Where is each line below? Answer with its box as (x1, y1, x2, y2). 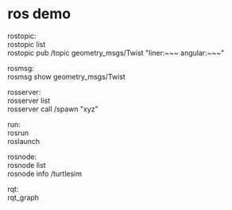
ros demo (7, 5, 72, 23)
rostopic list (7, 39, 46, 49)
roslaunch (7, 136, 41, 146)
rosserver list (7, 95, 51, 105)
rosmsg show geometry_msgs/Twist (7, 72, 126, 81)
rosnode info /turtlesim (7, 169, 83, 178)
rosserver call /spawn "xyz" (7, 104, 99, 114)
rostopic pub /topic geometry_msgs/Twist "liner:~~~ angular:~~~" (7, 48, 225, 57)
